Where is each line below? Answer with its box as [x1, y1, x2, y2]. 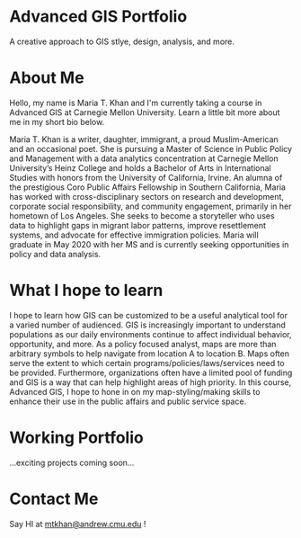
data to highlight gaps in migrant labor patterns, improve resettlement [9, 220, 267, 230]
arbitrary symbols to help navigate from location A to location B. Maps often [9, 348, 290, 359]
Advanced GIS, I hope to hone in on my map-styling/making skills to [9, 386, 261, 397]
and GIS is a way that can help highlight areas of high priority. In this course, [9, 376, 292, 388]
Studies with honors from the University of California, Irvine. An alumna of [9, 172, 283, 183]
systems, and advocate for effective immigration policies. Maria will [9, 229, 259, 240]
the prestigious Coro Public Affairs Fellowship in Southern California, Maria [9, 182, 286, 193]
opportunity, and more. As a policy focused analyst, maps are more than [9, 338, 277, 349]
